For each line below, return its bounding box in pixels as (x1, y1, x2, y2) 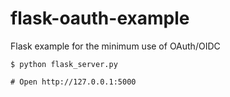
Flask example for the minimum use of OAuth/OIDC (10, 40, 221, 52)
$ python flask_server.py (10, 59, 118, 69)
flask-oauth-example (10, 7, 190, 30)
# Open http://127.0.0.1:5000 (10, 77, 137, 87)
